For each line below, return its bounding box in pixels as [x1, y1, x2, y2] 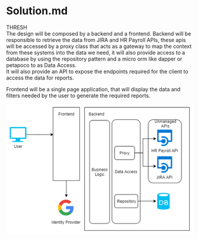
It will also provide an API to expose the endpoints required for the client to [6, 68, 189, 75]
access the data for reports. [6, 74, 74, 81]
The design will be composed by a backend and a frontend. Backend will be [6, 30, 191, 37]
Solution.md [6, 4, 68, 18]
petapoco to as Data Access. [6, 61, 77, 69]
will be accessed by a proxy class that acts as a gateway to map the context [6, 43, 192, 50]
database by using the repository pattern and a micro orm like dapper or [6, 55, 183, 62]
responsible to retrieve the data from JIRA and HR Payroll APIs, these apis [6, 36, 186, 43]
